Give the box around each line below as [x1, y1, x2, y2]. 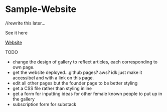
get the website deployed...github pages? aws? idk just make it [12, 69, 142, 75]
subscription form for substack [12, 101, 77, 107]
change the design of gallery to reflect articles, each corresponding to [12, 58, 158, 64]
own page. [12, 64, 35, 70]
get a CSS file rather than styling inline [12, 85, 92, 91]
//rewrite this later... [5, 20, 46, 26]
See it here [5, 29, 28, 35]
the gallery [12, 96, 35, 102]
